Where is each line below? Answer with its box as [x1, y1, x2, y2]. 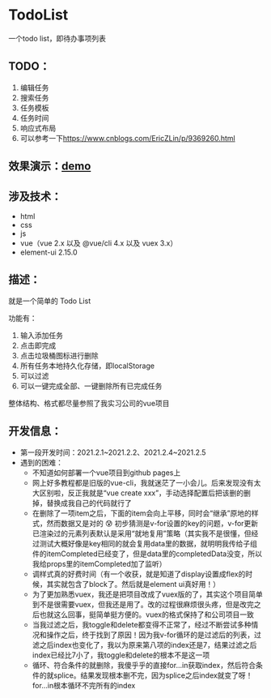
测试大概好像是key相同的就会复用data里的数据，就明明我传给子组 [39, 538, 257, 548]
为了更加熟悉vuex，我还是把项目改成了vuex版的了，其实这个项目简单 [32, 589, 263, 599]
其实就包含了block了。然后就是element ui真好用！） [46, 579, 221, 589]
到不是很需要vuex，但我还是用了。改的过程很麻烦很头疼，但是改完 [32, 599, 255, 609]
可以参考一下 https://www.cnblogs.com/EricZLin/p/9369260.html [19, 133, 236, 143]
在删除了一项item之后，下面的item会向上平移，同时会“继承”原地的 [32, 508, 252, 518]
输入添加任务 [19, 330, 63, 340]
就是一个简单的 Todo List [8, 296, 91, 306]
